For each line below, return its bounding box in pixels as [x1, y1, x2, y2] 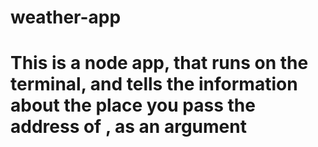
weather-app [10, 6, 122, 29]
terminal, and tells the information [10, 73, 298, 96]
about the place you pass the [10, 94, 256, 117]
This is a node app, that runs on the [10, 52, 309, 75]
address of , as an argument [10, 116, 247, 138]
